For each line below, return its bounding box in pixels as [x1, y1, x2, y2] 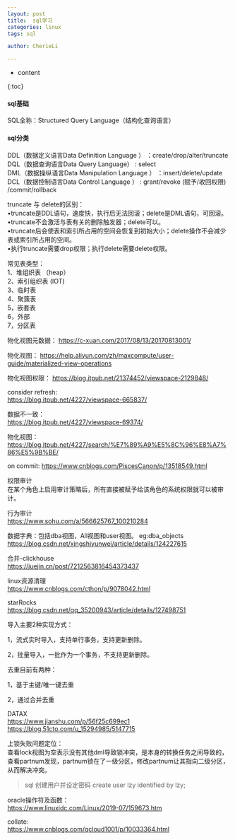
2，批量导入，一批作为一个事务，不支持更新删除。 [7, 650, 154, 658]
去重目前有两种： [7, 665, 57, 674]
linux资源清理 [7, 576, 46, 585]
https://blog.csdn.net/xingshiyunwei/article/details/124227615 [7, 539, 187, 548]
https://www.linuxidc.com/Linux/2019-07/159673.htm [7, 803, 162, 812]
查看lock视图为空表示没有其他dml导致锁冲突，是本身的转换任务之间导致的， [7, 747, 228, 757]
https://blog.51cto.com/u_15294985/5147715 [7, 724, 135, 733]
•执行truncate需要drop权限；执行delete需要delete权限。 [7, 244, 171, 252]
